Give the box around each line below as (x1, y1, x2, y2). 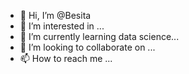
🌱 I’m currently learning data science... (19, 31, 180, 42)
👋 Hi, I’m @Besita (19, 10, 92, 21)
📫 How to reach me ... (19, 53, 113, 64)
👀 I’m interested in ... (19, 20, 105, 32)
